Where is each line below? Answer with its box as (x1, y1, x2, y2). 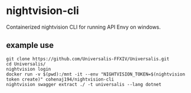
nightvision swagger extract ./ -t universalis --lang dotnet (6, 81, 162, 87)
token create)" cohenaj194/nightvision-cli (6, 76, 115, 82)
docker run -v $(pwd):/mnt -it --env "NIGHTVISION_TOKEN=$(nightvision (6, 71, 185, 77)
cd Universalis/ (6, 61, 46, 67)
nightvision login (6, 66, 51, 72)
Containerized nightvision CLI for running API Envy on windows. (6, 23, 161, 30)
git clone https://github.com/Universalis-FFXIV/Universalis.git (6, 56, 169, 62)
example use (6, 40, 54, 50)
